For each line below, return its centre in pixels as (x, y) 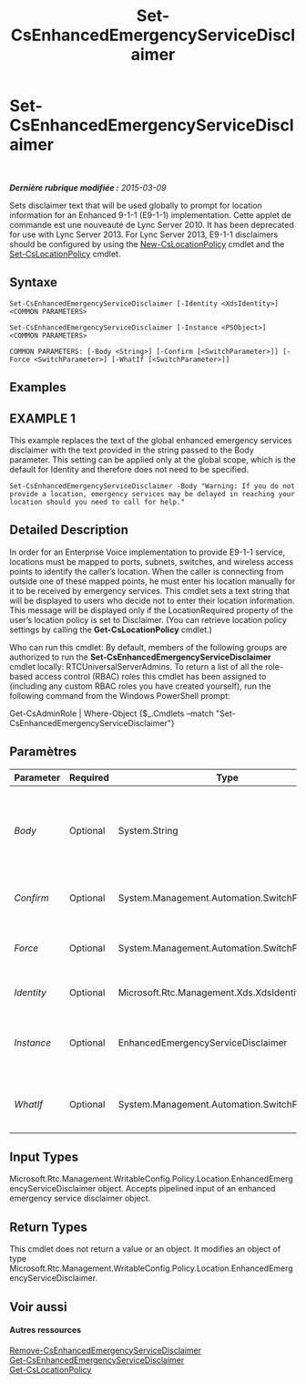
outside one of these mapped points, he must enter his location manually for (153, 581)
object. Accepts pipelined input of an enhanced (187, 1189)
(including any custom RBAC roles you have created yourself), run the (140, 686)
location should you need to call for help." (97, 502)
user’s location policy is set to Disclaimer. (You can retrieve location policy (148, 619)
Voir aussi (38, 1307)
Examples (38, 387)
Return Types (49, 1227)
